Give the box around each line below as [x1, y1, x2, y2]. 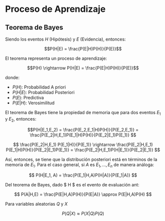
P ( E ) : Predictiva [12, 95, 44, 100]
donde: [5, 75, 20, 80]
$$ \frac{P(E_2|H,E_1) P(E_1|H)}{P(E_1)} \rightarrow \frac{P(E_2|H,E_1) [13, 141, 153, 147]
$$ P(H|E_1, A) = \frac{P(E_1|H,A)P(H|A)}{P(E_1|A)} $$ [29, 172, 137, 178]
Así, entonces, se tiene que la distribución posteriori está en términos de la [5, 156, 158, 162]
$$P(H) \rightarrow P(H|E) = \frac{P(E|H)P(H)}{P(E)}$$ [27, 65, 139, 71]
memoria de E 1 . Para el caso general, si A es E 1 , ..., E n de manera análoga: [5, 162, 154, 169]
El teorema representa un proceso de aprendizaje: [5, 55, 107, 61]
